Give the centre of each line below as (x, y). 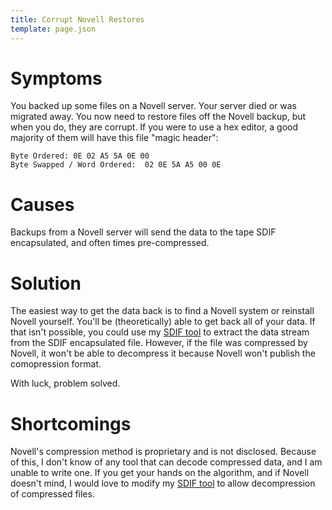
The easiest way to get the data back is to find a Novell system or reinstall (162, 311)
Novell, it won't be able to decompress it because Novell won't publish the (163, 353)
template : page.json (53, 29)
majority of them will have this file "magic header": (114, 138)
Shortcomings (71, 423)
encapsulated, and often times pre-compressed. (110, 243)
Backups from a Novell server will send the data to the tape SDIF (143, 232)
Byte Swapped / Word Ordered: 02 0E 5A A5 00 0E (116, 165)
